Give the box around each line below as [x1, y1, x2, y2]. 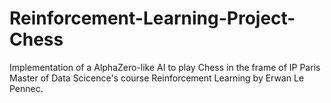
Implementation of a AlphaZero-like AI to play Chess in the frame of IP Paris [9, 61, 321, 73]
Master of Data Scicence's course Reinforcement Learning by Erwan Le [9, 72, 305, 84]
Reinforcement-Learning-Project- [9, 7, 296, 30]
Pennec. [9, 82, 44, 94]
